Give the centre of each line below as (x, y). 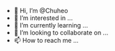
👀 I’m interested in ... (43, 18)
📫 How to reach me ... (46, 40)
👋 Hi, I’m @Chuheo (41, 11)
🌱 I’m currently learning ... (51, 25)
